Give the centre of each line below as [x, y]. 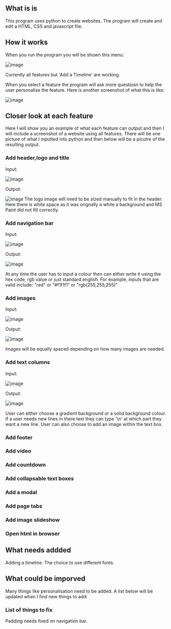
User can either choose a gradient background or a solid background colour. [86, 413]
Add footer [19, 437]
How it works [27, 42]
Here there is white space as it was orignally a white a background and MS [84, 204]
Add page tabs [24, 506]
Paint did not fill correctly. [32, 210]
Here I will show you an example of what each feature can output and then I [85, 128]
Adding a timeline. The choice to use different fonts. [60, 562]
